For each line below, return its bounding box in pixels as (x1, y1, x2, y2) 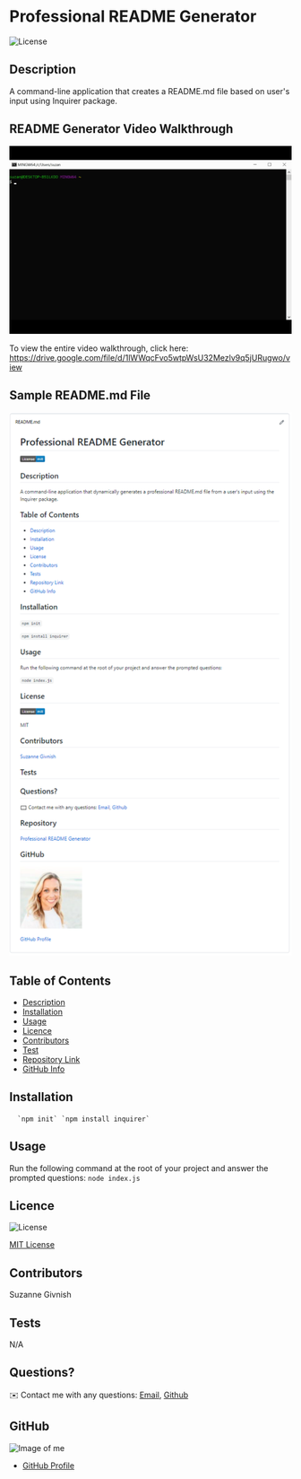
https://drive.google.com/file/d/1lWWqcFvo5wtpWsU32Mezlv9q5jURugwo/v (9, 353, 291, 363)
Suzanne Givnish (9, 1290, 72, 1300)
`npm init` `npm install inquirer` (17, 1115, 150, 1124)
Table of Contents (9, 973, 112, 988)
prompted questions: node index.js (9, 1172, 141, 1183)
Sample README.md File (9, 388, 150, 403)
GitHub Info (21, 1063, 65, 1074)
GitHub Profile (21, 1460, 74, 1471)
